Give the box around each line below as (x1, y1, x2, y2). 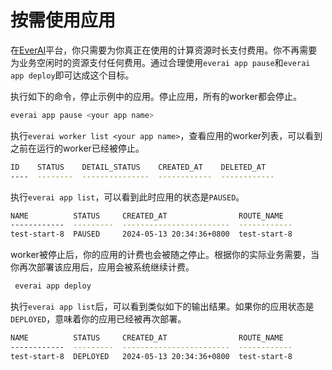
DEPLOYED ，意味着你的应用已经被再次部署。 (10, 313, 187, 325)
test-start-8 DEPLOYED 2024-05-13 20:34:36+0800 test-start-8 (10, 351, 293, 361)
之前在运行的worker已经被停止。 (10, 142, 145, 154)
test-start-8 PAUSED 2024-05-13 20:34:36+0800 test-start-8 (10, 229, 293, 240)
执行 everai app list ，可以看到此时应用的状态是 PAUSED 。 (10, 191, 245, 203)
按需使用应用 (10, 9, 117, 32)
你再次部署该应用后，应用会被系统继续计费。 (10, 261, 195, 273)
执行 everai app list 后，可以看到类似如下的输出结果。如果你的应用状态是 (10, 301, 315, 313)
